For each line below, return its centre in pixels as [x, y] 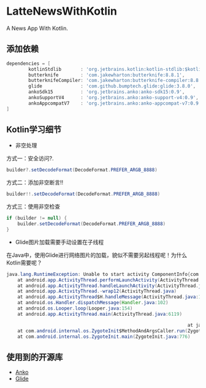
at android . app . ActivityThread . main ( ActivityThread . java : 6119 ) [100, 314]
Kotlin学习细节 [34, 130]
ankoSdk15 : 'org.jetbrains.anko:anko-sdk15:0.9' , [107, 92]
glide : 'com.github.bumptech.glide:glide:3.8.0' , [112, 86]
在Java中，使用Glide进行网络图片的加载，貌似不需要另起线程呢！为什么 [97, 255]
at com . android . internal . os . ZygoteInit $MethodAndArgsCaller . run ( [103, 331]
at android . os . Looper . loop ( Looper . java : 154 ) [75, 308]
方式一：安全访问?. [30, 159]
